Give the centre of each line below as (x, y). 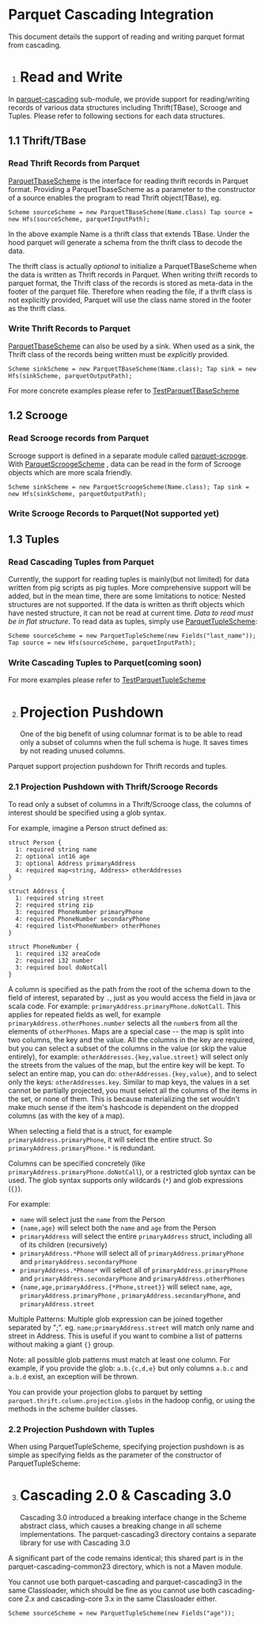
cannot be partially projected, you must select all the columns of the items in (132, 1090)
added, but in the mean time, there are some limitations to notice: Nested (127, 596)
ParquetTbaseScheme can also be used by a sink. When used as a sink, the (132, 346)
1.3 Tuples (34, 539)
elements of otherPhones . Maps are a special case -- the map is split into (126, 1031)
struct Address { (37, 891)
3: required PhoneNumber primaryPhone (79, 912)
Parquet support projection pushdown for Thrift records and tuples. (118, 766)
